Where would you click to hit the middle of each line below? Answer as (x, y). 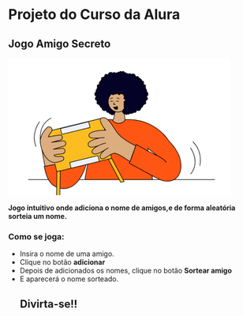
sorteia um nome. (37, 216)
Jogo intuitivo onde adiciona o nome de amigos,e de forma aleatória (122, 208)
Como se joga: (36, 236)
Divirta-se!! (49, 304)
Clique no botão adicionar (62, 262)
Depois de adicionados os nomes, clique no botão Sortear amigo (126, 271)
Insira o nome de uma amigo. (67, 254)
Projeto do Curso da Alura (94, 15)
